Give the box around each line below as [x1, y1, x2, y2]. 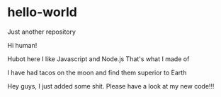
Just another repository [7, 27, 76, 36]
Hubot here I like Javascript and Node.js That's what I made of [7, 54, 190, 63]
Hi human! [7, 41, 38, 49]
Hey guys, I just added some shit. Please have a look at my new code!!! [7, 82, 215, 90]
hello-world [7, 4, 78, 20]
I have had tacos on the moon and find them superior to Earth [7, 68, 187, 77]
